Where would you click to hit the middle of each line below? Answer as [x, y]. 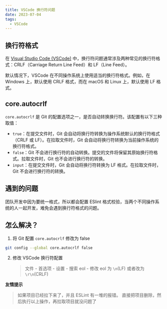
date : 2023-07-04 [23, 15]
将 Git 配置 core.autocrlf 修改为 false [51, 238]
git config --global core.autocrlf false [49, 248]
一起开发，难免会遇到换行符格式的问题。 [60, 208]
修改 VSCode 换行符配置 [37, 258]
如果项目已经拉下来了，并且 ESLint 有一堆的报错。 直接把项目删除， [87, 295]
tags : [11, 19]
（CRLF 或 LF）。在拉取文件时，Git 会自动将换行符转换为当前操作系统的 [85, 140]
